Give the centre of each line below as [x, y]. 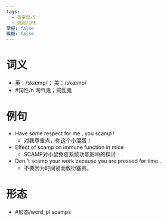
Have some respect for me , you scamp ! [65, 133]
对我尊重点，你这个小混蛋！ [58, 140]
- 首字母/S [24, 17]
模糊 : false [20, 34]
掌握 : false [20, 28]
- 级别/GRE [24, 23]
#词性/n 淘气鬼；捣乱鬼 [43, 91]
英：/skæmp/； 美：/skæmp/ [51, 83]
